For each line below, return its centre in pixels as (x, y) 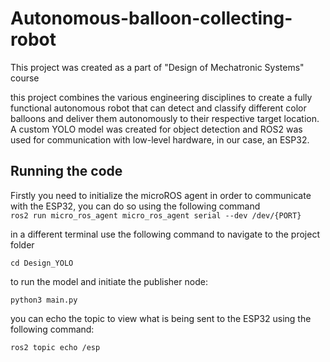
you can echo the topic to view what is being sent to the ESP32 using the (161, 318)
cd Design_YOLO (42, 263)
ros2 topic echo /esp (55, 347)
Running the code (66, 171)
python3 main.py (44, 300)
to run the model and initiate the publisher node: (109, 281)
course (25, 78)
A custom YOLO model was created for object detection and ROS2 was (156, 129)
